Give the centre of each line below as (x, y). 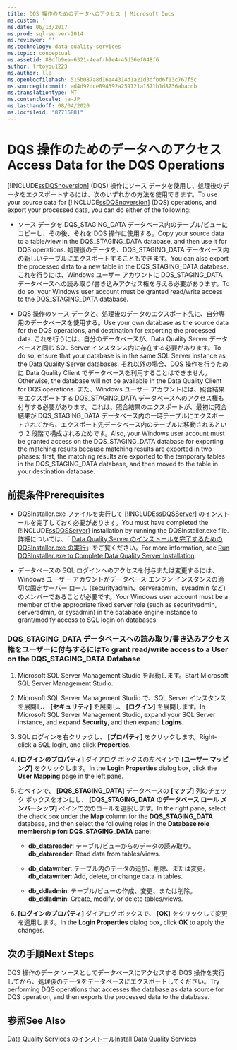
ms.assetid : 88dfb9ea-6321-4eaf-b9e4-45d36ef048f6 (83, 60)
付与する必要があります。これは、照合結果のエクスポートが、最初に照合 (122, 406)
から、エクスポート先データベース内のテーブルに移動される (128, 424)
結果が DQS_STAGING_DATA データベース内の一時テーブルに (105, 415)
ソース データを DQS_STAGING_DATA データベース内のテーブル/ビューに (123, 224)
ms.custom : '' (28, 20)
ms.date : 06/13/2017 (38, 27)
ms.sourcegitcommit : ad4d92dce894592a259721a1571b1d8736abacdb (102, 86)
